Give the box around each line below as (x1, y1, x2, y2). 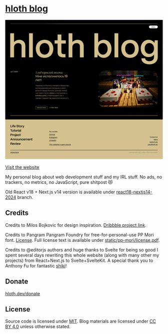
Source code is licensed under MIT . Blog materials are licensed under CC (5, 318, 156, 324)
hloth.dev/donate (5, 290, 40, 296)
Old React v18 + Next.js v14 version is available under (5, 189, 115, 195)
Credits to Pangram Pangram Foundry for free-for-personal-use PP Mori (5, 231, 154, 238)
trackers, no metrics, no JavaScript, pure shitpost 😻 (5, 179, 113, 185)
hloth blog (5, 3, 48, 15)
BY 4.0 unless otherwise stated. (5, 323, 71, 329)
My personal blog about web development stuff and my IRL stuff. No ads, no (5, 174, 162, 180)
